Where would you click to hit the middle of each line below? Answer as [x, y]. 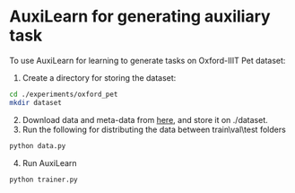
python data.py [38, 145]
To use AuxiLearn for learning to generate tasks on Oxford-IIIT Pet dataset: [147, 60]
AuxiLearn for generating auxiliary [140, 17]
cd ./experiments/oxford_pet [64, 94]
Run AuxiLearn [50, 162]
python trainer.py [43, 180]
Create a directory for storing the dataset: [99, 77]
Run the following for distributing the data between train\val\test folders [154, 129]
